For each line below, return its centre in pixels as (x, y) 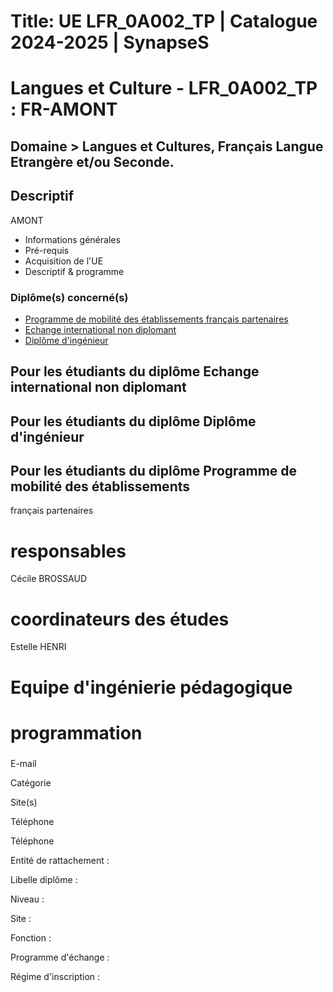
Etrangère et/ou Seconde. (92, 161)
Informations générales (72, 239)
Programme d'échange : (60, 957)
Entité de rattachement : (60, 860)
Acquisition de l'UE (64, 261)
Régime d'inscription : (55, 976)
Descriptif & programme (74, 271)
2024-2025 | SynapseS (110, 42)
